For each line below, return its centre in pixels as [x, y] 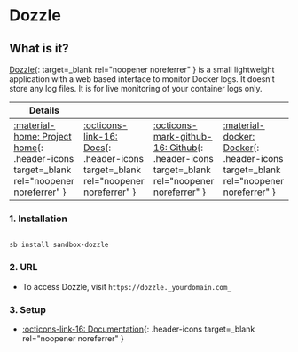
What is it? [39, 48]
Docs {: [98, 148]
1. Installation [39, 219]
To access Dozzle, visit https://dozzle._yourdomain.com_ [127, 286]
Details [44, 110]
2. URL [24, 268]
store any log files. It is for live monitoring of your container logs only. [136, 88]
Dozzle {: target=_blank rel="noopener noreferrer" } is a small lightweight [142, 69]
